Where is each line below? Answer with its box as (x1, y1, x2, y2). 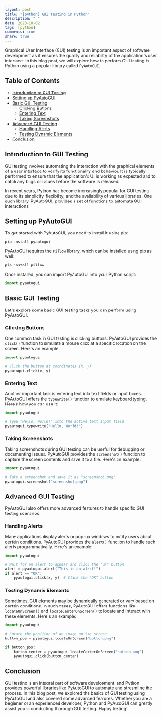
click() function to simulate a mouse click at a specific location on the (5, 341, 146, 346)
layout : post (5, 7, 31, 12)
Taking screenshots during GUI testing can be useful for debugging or (5, 446, 145, 452)
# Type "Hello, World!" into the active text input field (5, 419, 124, 424)
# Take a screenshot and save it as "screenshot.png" (5, 474, 116, 480)
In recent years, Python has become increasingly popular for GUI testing (5, 187, 149, 194)
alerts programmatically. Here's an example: (5, 544, 93, 550)
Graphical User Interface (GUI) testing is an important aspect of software (5, 47, 150, 53)
